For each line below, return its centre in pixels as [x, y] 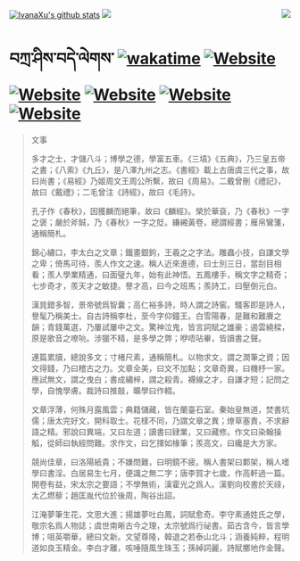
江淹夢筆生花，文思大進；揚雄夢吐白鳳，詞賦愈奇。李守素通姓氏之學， [160, 514]
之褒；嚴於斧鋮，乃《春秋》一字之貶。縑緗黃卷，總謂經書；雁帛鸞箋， [160, 222]
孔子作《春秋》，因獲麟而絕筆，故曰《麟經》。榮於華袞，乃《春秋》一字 [160, 210]
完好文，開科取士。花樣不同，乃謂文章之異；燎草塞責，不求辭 [176, 420]
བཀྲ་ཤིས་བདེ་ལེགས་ [62, 59]
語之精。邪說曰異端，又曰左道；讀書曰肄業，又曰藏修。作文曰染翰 [152, 432]
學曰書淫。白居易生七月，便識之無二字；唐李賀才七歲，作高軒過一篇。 [160, 473]
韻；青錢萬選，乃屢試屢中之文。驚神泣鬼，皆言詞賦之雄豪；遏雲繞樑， [160, 326]
